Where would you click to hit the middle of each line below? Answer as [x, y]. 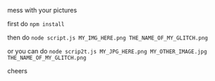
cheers [18, 71]
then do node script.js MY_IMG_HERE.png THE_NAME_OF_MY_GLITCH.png [108, 37]
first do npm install [36, 24]
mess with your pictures [42, 10]
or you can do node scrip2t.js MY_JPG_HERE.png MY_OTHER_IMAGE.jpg [107, 51]
